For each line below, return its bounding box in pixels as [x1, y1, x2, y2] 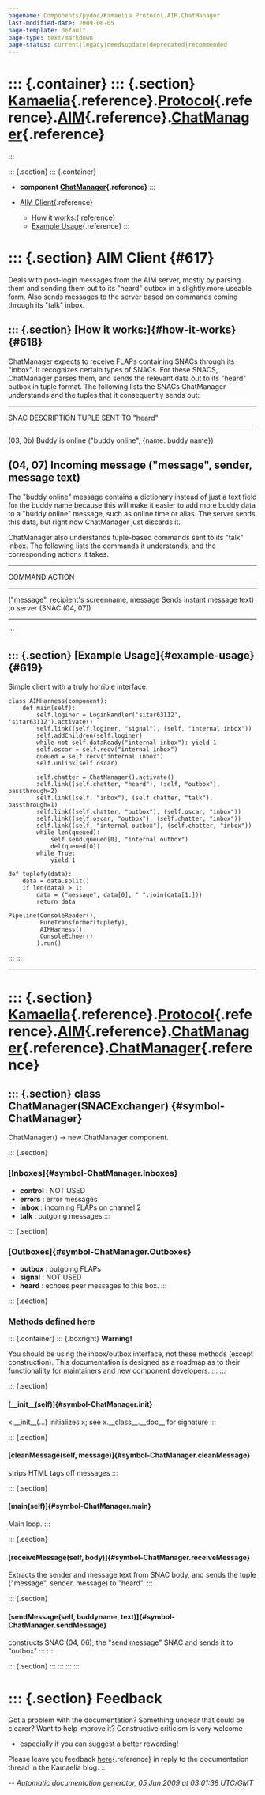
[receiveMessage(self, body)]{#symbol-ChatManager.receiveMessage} [8, 1552, 251, 1562]
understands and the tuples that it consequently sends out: [8, 390, 200, 399]
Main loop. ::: [8, 1519, 50, 1529]
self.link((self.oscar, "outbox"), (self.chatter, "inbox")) [36, 815, 242, 823]
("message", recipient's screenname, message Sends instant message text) [8, 595, 255, 604]
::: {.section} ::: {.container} [8, 167, 97, 176]
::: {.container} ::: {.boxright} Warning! [8, 1334, 132, 1343]
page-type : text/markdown [8, 33, 93, 42]
